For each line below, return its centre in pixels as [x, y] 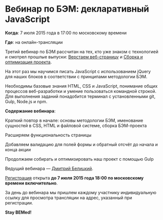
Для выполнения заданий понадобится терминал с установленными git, [80, 96]
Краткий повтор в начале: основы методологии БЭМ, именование [74, 120]
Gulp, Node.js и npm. [26, 101]
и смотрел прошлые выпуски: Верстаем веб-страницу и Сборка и [74, 56]
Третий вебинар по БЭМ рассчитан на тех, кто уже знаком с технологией [82, 52]
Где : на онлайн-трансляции [34, 42]
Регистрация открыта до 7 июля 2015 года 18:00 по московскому [74, 178]
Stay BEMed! [18, 212]
